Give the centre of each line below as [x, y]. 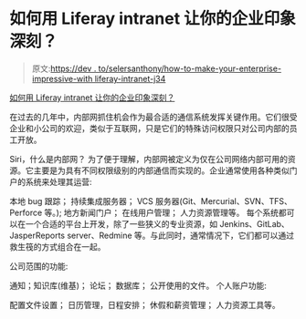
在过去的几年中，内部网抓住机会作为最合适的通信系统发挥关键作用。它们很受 [153, 117]
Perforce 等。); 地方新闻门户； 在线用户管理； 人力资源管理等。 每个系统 [144, 212]
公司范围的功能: [39, 266]
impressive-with [62, 78]
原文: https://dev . [64, 68]
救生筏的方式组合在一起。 [58, 246]
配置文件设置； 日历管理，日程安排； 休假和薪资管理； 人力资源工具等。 [145, 304]
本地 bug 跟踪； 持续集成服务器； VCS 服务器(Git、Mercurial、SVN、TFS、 [151, 201]
